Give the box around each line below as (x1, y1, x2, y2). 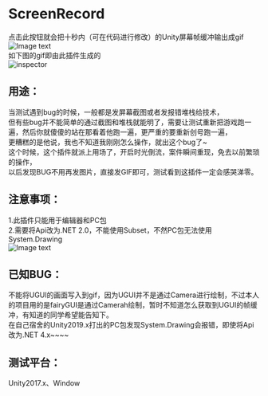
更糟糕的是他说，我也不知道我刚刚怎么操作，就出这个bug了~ (8, 137, 207, 147)
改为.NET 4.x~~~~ (8, 330, 69, 339)
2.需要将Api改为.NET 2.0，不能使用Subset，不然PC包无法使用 (8, 225, 213, 235)
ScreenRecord (8, 5, 105, 23)
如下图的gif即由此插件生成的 (8, 50, 101, 60)
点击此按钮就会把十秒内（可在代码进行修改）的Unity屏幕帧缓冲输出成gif (8, 32, 244, 41)
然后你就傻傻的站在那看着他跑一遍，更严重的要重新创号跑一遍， (22, 127, 232, 136)
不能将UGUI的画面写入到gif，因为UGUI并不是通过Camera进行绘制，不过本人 (8, 290, 259, 300)
